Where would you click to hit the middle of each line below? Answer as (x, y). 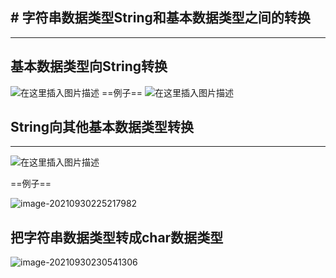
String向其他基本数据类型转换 (102, 127)
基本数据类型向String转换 (89, 66)
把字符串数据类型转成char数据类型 (117, 237)
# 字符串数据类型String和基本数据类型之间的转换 (160, 18)
